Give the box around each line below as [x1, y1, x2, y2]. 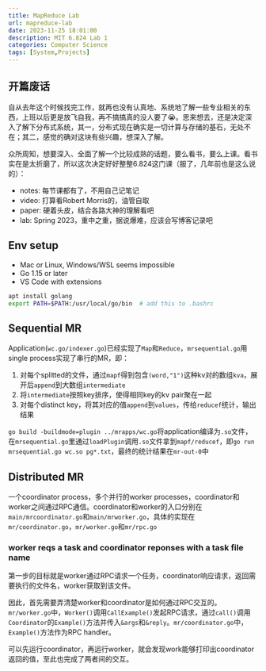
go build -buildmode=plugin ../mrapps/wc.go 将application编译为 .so [8, 427, 232, 436]
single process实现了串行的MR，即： [8, 354, 129, 363]
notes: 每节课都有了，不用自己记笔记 [19, 186, 140, 195]
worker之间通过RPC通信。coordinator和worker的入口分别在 [8, 502, 203, 512]
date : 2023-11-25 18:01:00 [8, 26, 97, 34]
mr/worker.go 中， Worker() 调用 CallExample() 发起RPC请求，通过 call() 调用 [8, 608, 251, 617]
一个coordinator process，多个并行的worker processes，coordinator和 [8, 493, 240, 501]
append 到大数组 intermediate [33, 380, 126, 389]
